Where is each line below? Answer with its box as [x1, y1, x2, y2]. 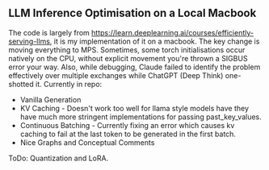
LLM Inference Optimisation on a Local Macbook [8, 6, 257, 20]
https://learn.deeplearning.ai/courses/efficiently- [91, 27, 254, 37]
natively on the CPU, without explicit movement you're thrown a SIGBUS [8, 53, 248, 63]
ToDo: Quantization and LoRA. [8, 153, 109, 163]
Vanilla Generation [19, 94, 82, 104]
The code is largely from [8, 27, 90, 37]
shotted [8, 79, 34, 89]
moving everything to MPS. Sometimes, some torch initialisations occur [8, 44, 246, 55]
